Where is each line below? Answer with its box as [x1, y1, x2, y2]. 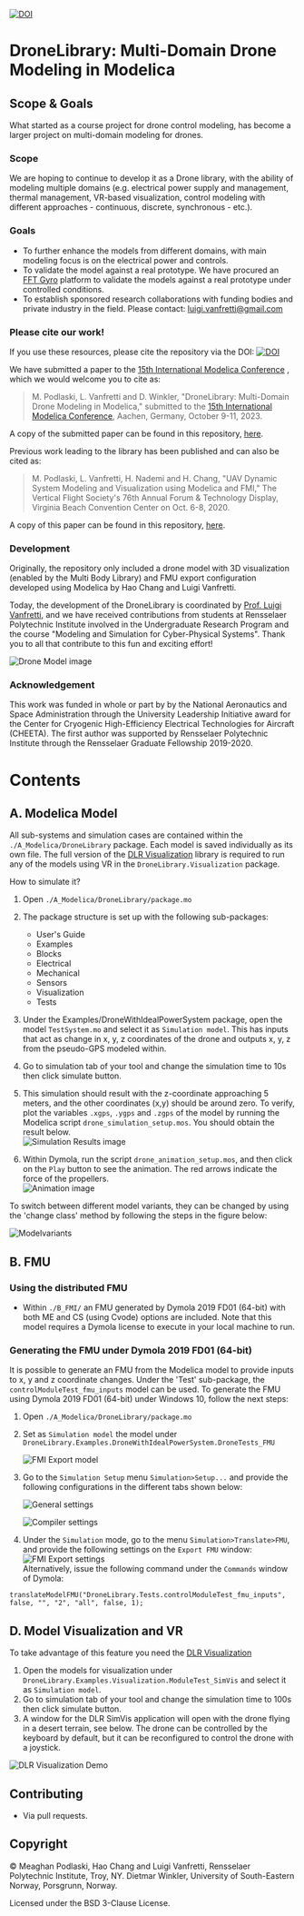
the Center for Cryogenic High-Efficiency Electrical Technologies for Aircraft [9, 719, 295, 730]
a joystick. [22, 1742, 62, 1753]
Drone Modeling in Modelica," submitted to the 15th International [31, 401, 272, 412]
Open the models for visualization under [22, 1665, 173, 1676]
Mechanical [35, 968, 80, 978]
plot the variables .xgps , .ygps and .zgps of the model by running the [22, 1107, 279, 1118]
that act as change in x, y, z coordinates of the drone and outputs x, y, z [22, 1034, 291, 1045]
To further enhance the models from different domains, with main [22, 245, 268, 256]
